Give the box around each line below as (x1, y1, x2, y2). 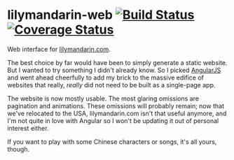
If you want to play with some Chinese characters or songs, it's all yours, (7, 137, 217, 146)
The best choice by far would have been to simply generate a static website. (7, 58, 228, 66)
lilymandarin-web (7, 7, 113, 23)
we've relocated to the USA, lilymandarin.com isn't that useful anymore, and (7, 109, 227, 117)
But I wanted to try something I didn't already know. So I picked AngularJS (7, 66, 221, 74)
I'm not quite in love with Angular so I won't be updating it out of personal (7, 116, 219, 125)
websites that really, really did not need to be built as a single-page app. (7, 80, 216, 89)
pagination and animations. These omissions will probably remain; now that (7, 101, 224, 110)
